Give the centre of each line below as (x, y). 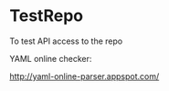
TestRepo (47, 16)
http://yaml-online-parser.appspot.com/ (84, 76)
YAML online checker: (51, 58)
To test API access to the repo (66, 41)
